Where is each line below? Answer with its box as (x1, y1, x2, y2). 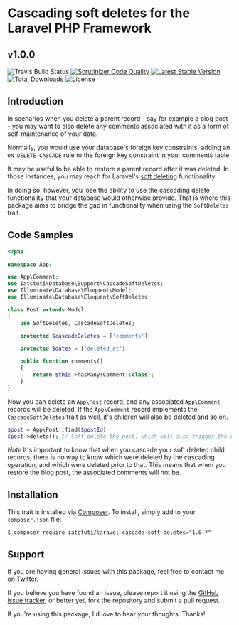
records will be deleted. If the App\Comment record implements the (7, 405, 198, 413)
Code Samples (7, 229, 73, 241)
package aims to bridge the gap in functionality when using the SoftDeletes (7, 201, 229, 209)
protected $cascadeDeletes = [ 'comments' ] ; (20, 332, 152, 339)
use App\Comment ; (7, 274, 59, 281)
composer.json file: (7, 516, 62, 524)
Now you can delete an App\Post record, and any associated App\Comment (7, 397, 221, 406)
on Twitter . (7, 575, 39, 583)
